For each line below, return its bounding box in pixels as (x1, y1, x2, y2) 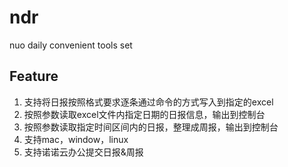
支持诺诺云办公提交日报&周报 (23, 146, 144, 158)
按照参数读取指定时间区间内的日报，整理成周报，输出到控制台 (23, 121, 279, 133)
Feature (9, 68, 59, 85)
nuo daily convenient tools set (9, 39, 133, 51)
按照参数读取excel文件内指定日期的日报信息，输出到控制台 (23, 108, 266, 120)
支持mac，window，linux (23, 133, 129, 145)
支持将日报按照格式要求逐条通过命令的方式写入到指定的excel (23, 96, 274, 108)
